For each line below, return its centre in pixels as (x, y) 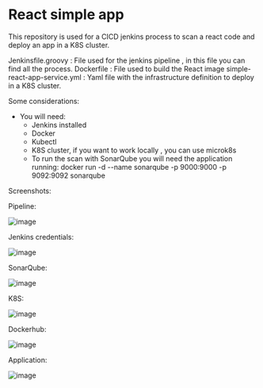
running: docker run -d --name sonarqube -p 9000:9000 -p (129, 167)
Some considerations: (44, 101)
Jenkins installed (59, 125)
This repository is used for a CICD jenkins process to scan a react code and (131, 36)
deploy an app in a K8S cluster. (59, 44)
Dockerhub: (27, 329)
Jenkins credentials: (41, 236)
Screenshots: (30, 190)
